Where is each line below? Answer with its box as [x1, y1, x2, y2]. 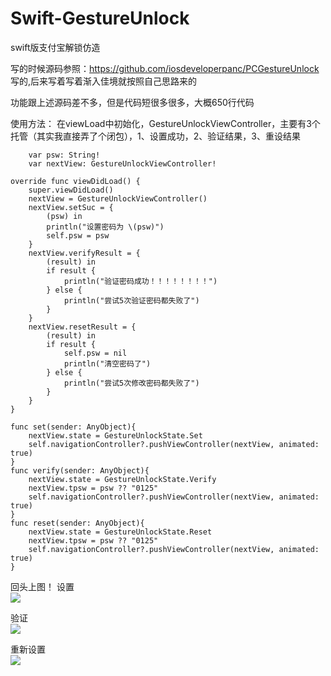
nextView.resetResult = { [28, 322, 137, 332]
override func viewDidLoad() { [10, 176, 141, 186]
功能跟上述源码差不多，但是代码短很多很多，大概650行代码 [10, 96, 255, 108]
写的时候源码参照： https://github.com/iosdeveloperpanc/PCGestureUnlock [10, 62, 320, 74]
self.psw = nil [63, 348, 128, 358]
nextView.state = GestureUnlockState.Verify [28, 474, 217, 484]
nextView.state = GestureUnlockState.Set [28, 430, 203, 441]
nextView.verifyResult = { [28, 248, 141, 258]
